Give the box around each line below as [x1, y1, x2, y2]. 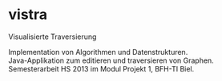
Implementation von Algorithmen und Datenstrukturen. [8, 47, 188, 56]
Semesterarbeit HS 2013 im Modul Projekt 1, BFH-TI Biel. [8, 64, 195, 73]
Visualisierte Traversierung [8, 32, 97, 41]
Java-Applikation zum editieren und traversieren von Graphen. [8, 56, 214, 65]
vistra [8, 6, 48, 24]
